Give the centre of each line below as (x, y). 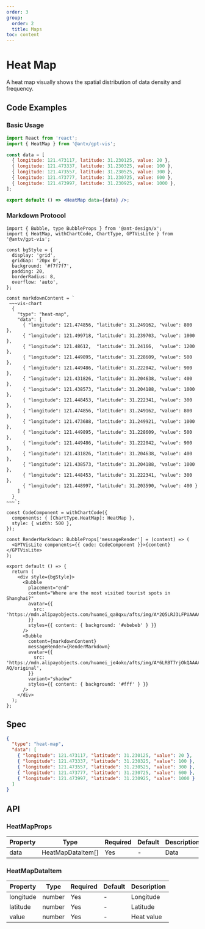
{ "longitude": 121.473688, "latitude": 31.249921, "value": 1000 (109, 421)
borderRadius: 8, (34, 276)
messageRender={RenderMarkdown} (70, 647)
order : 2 (23, 23)
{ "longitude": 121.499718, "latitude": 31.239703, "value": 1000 (109, 336)
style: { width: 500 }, (42, 523)
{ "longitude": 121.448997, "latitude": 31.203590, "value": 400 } (110, 486)
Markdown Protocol (36, 216)
